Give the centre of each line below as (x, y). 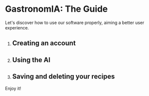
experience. (17, 27)
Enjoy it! (13, 88)
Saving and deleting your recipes (63, 77)
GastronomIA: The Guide (56, 9)
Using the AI (31, 60)
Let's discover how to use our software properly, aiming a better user (75, 23)
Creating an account (44, 43)
